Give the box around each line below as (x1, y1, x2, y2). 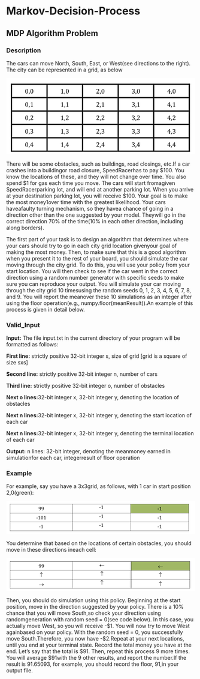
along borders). (6, 224, 44, 231)
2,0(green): (6, 489, 34, 496)
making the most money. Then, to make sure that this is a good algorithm (6, 248, 186, 256)
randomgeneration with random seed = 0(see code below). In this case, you (6, 616, 193, 623)
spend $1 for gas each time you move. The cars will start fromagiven (6, 179, 175, 187)
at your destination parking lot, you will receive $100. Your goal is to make (6, 192, 188, 199)
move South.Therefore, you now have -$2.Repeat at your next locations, (6, 635, 184, 642)
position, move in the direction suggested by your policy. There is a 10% (6, 603, 184, 611)
